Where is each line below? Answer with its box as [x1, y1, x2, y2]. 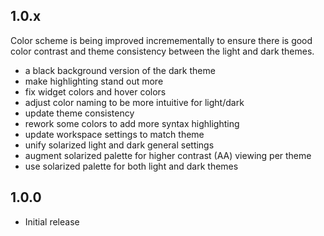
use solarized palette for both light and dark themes [24, 160, 239, 172]
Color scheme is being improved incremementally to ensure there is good [10, 34, 313, 46]
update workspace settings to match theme [24, 128, 205, 140]
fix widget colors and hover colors [24, 85, 167, 98]
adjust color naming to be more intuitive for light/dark [24, 96, 245, 108]
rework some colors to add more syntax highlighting [24, 117, 240, 129]
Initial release [24, 215, 80, 228]
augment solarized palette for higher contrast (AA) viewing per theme [24, 149, 312, 161]
